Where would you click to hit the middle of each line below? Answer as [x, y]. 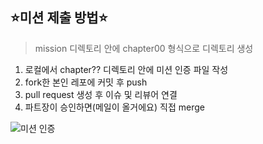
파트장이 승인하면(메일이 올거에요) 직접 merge [114, 107]
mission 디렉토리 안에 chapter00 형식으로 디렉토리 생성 [144, 48]
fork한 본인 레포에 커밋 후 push [86, 82]
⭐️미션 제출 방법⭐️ [59, 18]
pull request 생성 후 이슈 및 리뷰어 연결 [101, 94]
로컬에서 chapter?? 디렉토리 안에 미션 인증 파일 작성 [126, 69]
